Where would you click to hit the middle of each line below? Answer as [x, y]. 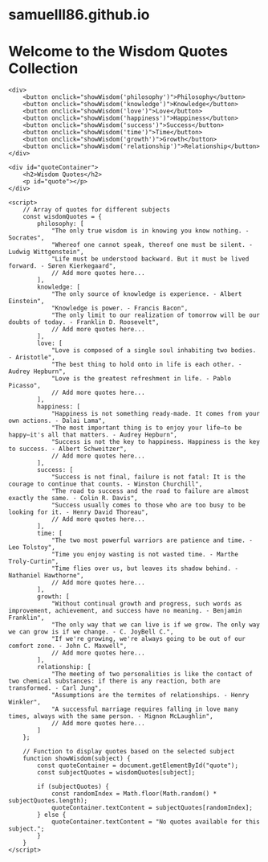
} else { [52, 815]
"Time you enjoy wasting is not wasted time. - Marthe [145, 555]
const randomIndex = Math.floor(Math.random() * [134, 794]
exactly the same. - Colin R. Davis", [73, 499]
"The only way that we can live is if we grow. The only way [156, 625]
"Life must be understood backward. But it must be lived [150, 259]
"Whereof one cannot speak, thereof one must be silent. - [152, 245]
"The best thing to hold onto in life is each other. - [146, 365]
